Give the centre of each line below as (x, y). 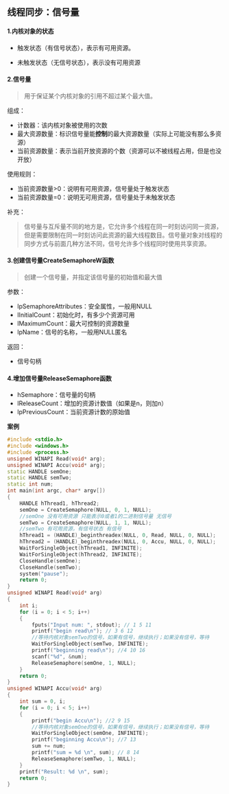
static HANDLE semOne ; (39, 472)
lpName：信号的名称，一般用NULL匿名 (72, 332)
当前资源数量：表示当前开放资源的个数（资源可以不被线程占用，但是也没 (119, 150)
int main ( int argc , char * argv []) (57, 491)
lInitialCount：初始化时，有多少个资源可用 (76, 315)
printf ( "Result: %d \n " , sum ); (64, 771)
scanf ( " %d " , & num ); (60, 657)
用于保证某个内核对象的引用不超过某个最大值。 (90, 95)
